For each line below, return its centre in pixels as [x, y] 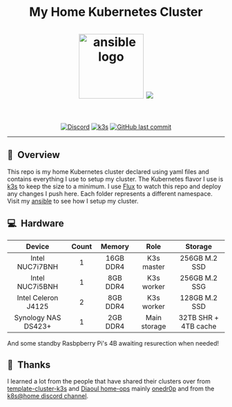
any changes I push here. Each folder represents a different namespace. [110, 193]
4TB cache [199, 326]
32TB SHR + [199, 317]
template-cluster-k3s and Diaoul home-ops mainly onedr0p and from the [111, 389]
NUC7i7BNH [38, 266]
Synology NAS [38, 317]
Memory [115, 246]
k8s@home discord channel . [48, 396]
